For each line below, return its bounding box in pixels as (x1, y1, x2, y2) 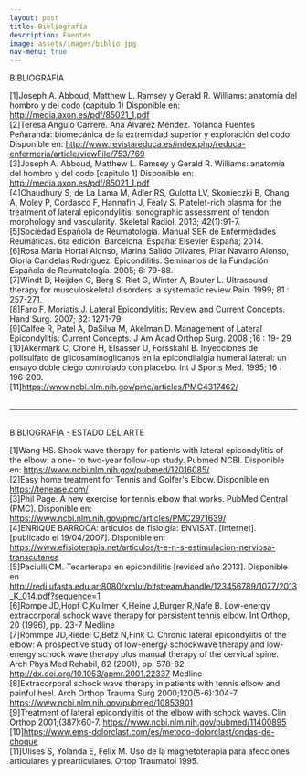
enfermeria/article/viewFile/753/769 (9, 148, 145, 160)
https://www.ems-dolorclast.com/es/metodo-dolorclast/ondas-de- (23, 727, 276, 738)
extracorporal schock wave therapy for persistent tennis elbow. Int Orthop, (9, 610, 291, 621)
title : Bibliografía (9, 22, 89, 31)
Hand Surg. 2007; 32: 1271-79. (9, 313, 123, 324)
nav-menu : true (9, 48, 68, 57)
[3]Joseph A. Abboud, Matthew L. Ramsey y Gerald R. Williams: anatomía (9, 158, 286, 169)
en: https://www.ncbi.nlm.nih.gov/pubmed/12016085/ (9, 464, 210, 475)
